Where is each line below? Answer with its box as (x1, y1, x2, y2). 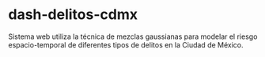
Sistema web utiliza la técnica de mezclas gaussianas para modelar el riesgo (8, 32, 258, 41)
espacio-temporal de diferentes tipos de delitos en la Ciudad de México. (8, 40, 244, 49)
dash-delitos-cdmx (8, 6, 138, 24)
